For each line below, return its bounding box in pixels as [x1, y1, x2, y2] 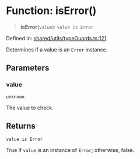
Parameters [6, 63, 50, 73]
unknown [6, 94, 25, 100]
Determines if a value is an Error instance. [6, 46, 108, 53]
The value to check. [6, 104, 54, 111]
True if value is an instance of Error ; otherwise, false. [6, 147, 135, 154]
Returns [6, 121, 36, 131]
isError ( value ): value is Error [20, 23, 94, 30]
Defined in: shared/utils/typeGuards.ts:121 [6, 34, 107, 42]
